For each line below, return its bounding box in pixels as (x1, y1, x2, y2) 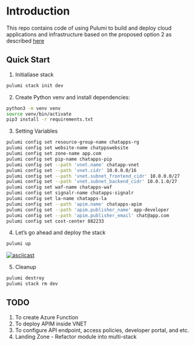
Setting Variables (15, 127, 58, 135)
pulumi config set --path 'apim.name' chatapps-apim (6, 201, 142, 207)
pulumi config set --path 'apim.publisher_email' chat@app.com (6, 212, 170, 219)
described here (6, 37, 44, 44)
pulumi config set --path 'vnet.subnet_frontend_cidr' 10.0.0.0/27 (6, 173, 180, 179)
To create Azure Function (15, 313, 79, 321)
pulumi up (6, 241, 31, 247)
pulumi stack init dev (6, 82, 64, 88)
